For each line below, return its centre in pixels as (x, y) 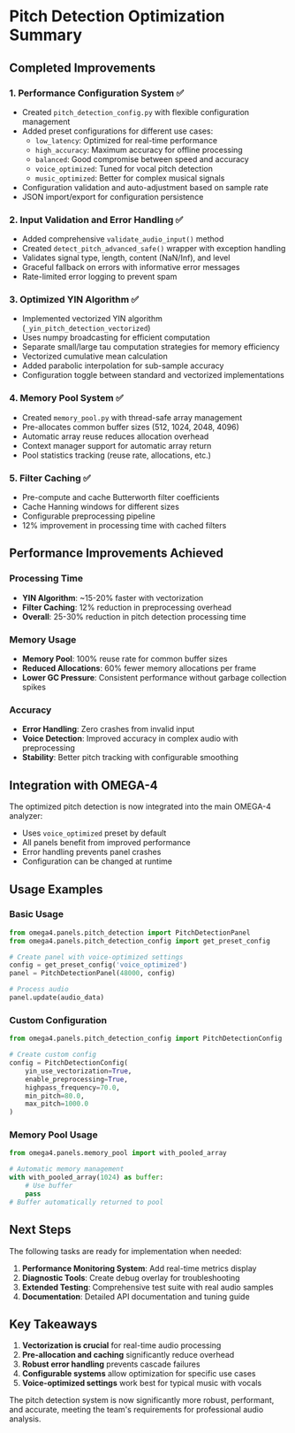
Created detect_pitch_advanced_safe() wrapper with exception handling (154, 249)
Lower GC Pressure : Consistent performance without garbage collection (154, 678)
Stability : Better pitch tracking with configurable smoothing (130, 758)
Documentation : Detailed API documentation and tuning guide (136, 1296)
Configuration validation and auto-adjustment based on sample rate (145, 187)
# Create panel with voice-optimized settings (96, 957)
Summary (45, 35)
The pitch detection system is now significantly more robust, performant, (142, 1400)
